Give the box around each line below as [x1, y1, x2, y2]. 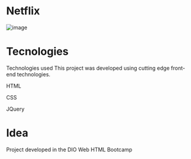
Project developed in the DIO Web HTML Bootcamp [6, 146, 133, 153]
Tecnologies [6, 45, 69, 58]
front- [171, 64, 186, 71]
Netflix [6, 4, 40, 18]
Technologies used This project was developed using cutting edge [6, 64, 170, 71]
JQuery [6, 105, 25, 113]
